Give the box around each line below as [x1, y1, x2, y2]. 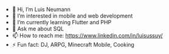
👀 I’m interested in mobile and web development [12, 12, 133, 19]
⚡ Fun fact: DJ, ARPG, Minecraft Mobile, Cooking [12, 41, 135, 48]
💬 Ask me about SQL [12, 25, 64, 32]
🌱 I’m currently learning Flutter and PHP [12, 19, 112, 25]
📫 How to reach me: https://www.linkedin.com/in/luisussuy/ [12, 32, 163, 39]
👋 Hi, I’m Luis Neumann [12, 6, 71, 13]
